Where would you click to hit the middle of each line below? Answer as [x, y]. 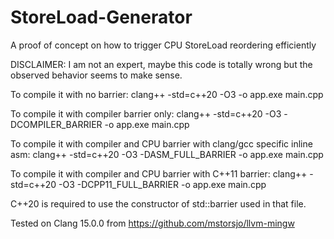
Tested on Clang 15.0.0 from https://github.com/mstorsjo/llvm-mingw [152, 223]
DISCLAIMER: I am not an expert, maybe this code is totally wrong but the [161, 64]
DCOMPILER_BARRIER [56, 124]
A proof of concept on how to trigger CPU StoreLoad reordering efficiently [163, 45]
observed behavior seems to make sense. [96, 75]
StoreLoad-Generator [101, 17]
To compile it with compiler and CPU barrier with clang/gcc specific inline [161, 143]
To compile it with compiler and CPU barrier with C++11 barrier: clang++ [159, 173]
